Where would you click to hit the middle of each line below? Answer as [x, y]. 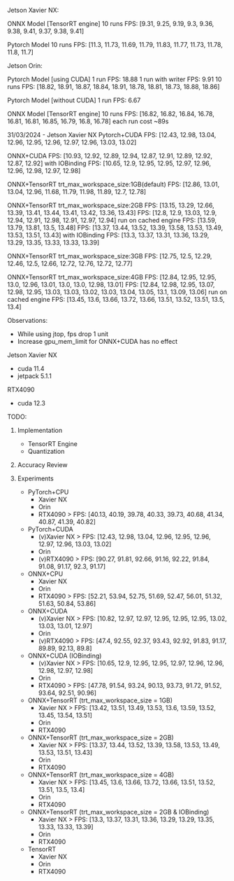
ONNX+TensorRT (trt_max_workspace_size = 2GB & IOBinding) [118, 812]
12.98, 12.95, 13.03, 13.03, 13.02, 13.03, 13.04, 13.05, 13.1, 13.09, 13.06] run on [117, 292]
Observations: [28, 320]
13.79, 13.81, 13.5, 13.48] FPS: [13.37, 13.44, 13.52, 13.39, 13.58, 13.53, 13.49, [115, 228]
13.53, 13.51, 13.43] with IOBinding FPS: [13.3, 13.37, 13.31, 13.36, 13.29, [108, 235]
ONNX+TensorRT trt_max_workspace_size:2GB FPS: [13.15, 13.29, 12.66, [111, 205]
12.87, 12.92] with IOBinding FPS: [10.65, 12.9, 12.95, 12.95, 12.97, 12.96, [109, 163]
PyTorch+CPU [48, 492]
